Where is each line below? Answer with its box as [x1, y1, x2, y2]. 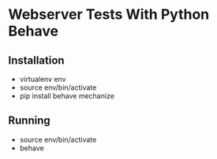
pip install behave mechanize [19, 91, 114, 100]
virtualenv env [19, 75, 66, 83]
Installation [8, 54, 65, 67]
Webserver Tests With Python [8, 6, 210, 24]
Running [8, 114, 51, 128]
